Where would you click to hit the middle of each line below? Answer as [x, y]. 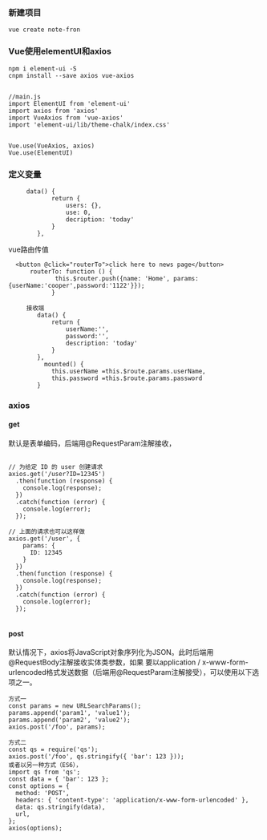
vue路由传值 [29, 249]
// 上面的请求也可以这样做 [47, 532]
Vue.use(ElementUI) [41, 153]
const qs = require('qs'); [53, 750]
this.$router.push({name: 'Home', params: [127, 278]
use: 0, [78, 212]
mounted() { [64, 364]
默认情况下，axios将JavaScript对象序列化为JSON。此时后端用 [111, 652]
